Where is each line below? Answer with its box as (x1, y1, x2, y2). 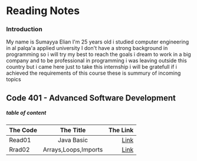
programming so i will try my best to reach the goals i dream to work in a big (6, 51, 192, 58)
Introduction (6, 25, 42, 33)
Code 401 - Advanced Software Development (6, 93, 176, 103)
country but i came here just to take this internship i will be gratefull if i (6, 63, 177, 71)
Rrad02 (9, 145, 30, 153)
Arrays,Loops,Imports (42, 145, 103, 153)
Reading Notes (6, 4, 80, 18)
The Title (60, 126, 86, 134)
